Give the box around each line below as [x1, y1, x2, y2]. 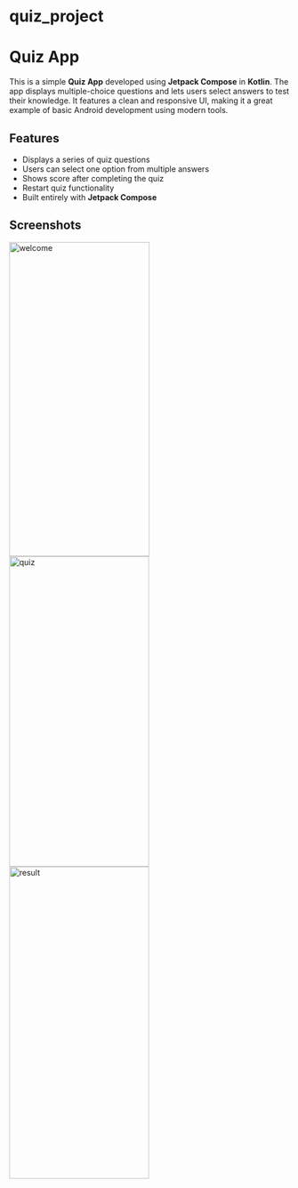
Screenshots [9, 218, 82, 233]
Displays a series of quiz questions [21, 154, 150, 165]
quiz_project [9, 6, 104, 27]
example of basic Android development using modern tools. [9, 105, 229, 116]
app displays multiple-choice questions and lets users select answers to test [9, 86, 290, 97]
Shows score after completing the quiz [21, 173, 165, 183]
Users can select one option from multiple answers [21, 163, 210, 174]
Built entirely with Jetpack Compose [21, 191, 157, 202]
